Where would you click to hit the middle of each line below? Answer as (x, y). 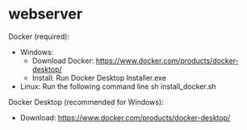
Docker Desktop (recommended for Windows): (86, 102)
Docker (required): (39, 36)
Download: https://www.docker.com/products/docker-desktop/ (125, 117)
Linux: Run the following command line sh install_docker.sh (118, 86)
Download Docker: (63, 61)
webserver (46, 14)
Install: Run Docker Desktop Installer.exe (99, 78)
